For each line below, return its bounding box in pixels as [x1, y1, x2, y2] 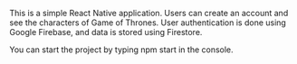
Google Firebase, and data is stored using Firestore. [9, 27, 203, 37]
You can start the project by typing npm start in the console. [9, 44, 234, 55]
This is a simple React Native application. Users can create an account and [9, 8, 289, 18]
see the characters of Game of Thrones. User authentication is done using [9, 17, 287, 28]
